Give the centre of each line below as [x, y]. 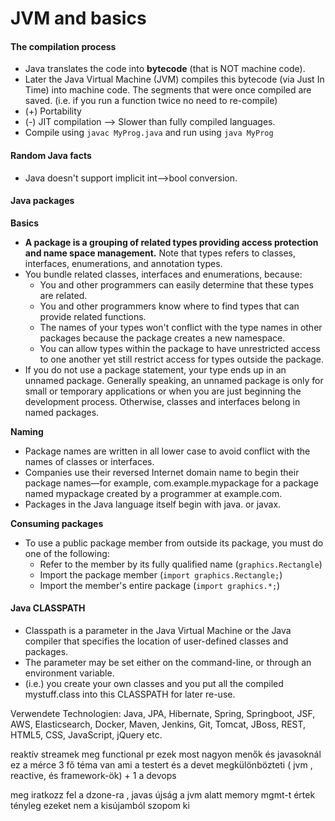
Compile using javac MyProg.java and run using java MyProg [149, 133]
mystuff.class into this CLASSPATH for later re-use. [130, 694]
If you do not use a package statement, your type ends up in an [155, 369]
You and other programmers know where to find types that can [169, 306]
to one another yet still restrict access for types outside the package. [182, 359]
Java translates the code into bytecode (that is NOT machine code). [165, 69]
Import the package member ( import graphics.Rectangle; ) [161, 574]
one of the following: [67, 553]
